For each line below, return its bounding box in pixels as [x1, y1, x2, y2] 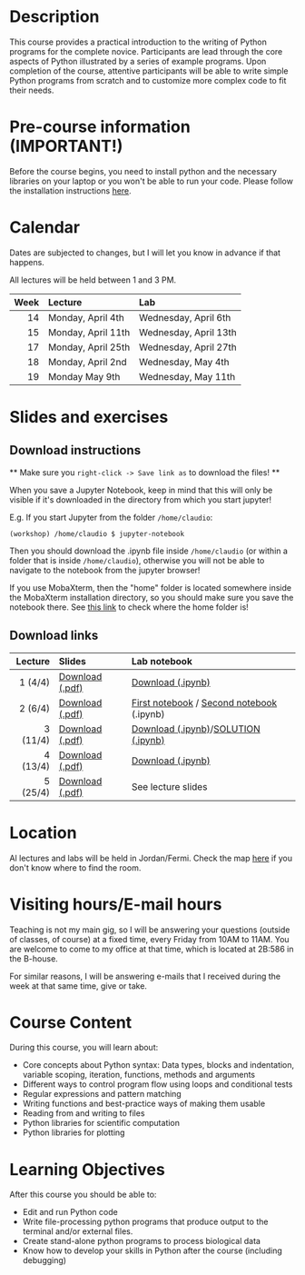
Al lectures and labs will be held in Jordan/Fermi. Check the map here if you [9, 852, 293, 863]
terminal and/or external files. [22, 1226, 133, 1237]
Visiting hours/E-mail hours [9, 893, 222, 914]
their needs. [9, 85, 54, 95]
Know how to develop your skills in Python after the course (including [22, 1245, 283, 1256]
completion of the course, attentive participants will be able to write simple [9, 65, 289, 76]
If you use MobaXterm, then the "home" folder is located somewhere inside [9, 582, 292, 593]
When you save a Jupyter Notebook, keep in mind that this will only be [9, 484, 273, 495]
